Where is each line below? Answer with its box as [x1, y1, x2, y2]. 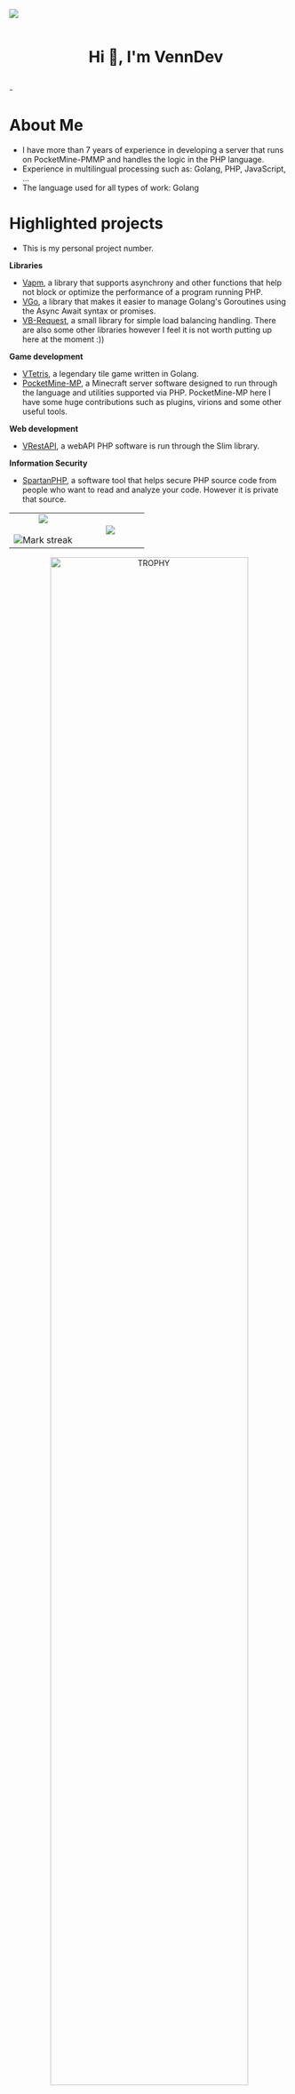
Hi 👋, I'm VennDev [88, 47, 224, 68]
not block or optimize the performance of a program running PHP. [21, 286, 264, 297]
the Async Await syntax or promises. [21, 306, 156, 316]
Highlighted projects [9, 213, 163, 234]
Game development [9, 351, 84, 362]
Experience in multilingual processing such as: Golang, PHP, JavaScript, [21, 163, 286, 174]
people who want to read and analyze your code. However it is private [21, 484, 279, 495]
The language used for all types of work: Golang [21, 182, 200, 193]
